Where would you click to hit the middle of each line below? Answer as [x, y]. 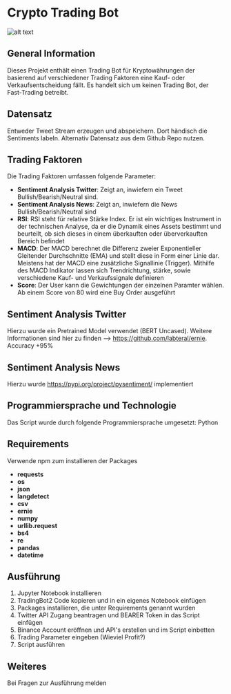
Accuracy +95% [30, 346]
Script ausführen [41, 645]
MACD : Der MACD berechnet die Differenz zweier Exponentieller [109, 248]
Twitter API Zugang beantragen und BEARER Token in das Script [108, 615]
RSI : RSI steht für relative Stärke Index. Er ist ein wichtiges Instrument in [119, 219]
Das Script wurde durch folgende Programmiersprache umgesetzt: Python [113, 422]
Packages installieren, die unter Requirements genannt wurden [106, 608]
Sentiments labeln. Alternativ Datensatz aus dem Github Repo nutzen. [106, 138]
